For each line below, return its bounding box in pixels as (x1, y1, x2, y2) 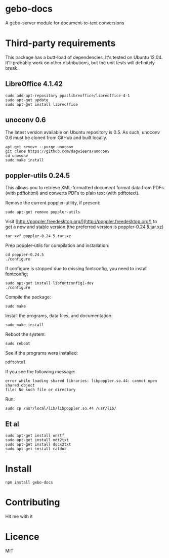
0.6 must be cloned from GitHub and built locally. (5, 135, 107, 141)
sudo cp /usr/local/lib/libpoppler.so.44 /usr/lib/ (5, 406, 116, 411)
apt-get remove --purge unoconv (5, 144, 73, 149)
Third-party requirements (5, 37, 116, 49)
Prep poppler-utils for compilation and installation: (5, 242, 110, 248)
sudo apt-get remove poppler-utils (5, 209, 80, 215)
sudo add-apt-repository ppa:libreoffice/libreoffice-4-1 (5, 93, 130, 98)
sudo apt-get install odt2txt (5, 438, 69, 443)
